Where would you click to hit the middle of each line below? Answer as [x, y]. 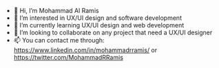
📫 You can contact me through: [59, 40]
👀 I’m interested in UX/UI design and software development [98, 18]
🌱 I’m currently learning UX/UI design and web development [99, 25]
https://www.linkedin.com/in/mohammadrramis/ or [85, 50]
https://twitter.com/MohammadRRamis [69, 57]
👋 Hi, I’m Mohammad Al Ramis [56, 11]
